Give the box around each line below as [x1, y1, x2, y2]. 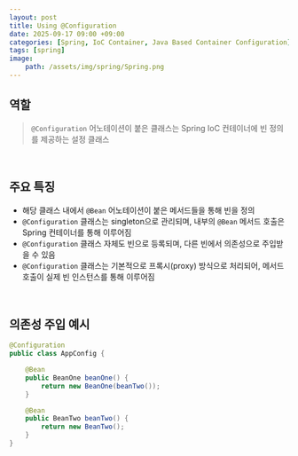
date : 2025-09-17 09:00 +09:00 [9, 29, 125, 38]
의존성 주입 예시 [9, 317, 90, 332]
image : [9, 54, 34, 63]
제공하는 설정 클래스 [40, 134, 110, 145]
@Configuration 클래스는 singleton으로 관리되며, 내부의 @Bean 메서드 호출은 [21, 216, 286, 226]
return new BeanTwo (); [41, 422, 125, 431]
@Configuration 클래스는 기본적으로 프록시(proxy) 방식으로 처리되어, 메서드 [21, 260, 285, 271]
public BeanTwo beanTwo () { [25, 414, 129, 423]
